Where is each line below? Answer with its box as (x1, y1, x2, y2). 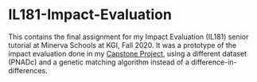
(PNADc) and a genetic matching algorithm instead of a (8, 57, 189, 67)
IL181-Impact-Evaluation (8, 6, 173, 24)
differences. (8, 65, 48, 75)
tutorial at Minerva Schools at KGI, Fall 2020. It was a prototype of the (8, 40, 237, 49)
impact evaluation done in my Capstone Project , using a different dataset (8, 49, 247, 58)
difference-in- (190, 57, 237, 67)
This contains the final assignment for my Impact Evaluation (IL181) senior (8, 32, 249, 41)
